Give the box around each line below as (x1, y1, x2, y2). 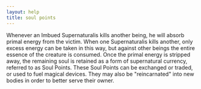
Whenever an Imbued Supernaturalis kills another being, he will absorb (6, 31, 185, 38)
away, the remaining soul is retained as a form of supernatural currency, (6, 57, 188, 65)
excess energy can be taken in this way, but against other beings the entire (6, 44, 196, 52)
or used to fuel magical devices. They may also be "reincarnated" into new (6, 70, 194, 77)
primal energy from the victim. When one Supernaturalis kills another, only (6, 38, 194, 45)
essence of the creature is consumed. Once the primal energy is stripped (6, 51, 191, 58)
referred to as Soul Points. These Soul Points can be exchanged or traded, (6, 63, 194, 71)
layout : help (6, 9, 40, 15)
